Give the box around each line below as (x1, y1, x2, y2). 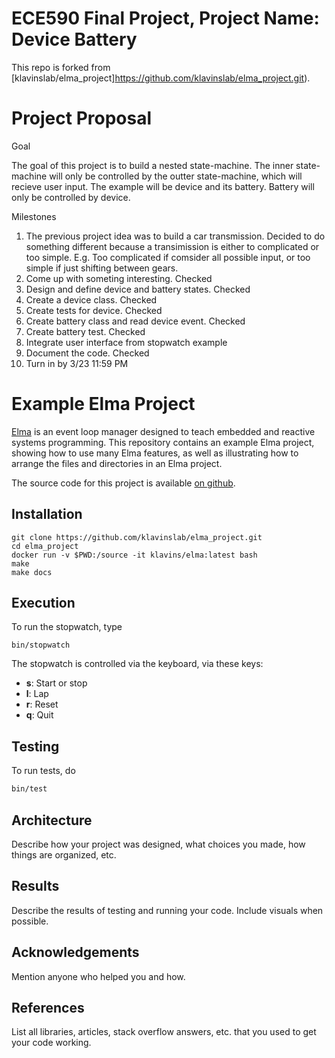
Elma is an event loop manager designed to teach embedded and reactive (11, 425, 316, 437)
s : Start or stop (25, 677, 88, 689)
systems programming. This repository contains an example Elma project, (11, 436, 315, 448)
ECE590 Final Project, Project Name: (11, 7, 320, 30)
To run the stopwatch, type (11, 621, 123, 633)
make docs (11, 567, 53, 577)
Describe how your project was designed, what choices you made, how (11, 838, 306, 850)
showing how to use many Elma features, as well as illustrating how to (11, 447, 299, 459)
